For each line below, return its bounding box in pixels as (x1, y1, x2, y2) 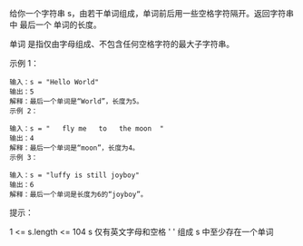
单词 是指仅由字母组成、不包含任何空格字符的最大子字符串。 (9, 39, 234, 49)
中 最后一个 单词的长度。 (9, 19, 102, 30)
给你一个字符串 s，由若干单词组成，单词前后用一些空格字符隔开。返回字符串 (9, 8, 295, 18)
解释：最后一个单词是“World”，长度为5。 (9, 97, 143, 106)
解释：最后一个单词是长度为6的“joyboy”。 (9, 190, 148, 199)
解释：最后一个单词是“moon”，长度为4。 (9, 143, 140, 153)
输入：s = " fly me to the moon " (9, 124, 164, 133)
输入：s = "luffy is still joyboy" (9, 171, 140, 180)
